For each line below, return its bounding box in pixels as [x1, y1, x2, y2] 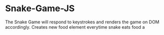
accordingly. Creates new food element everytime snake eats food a [5, 24, 145, 30]
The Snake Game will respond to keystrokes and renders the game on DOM [5, 19, 160, 25]
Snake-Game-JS [5, 3, 75, 14]
